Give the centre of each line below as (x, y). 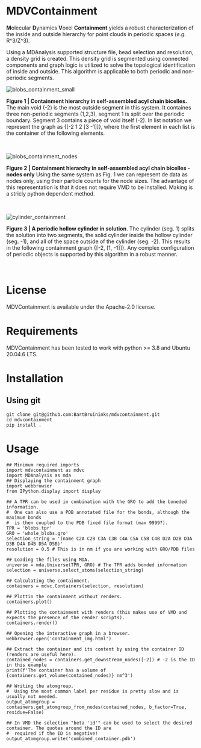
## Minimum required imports (43, 465)
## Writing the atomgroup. (40, 686)
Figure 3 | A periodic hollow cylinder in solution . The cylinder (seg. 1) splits (100, 228)
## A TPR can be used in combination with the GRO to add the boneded (97, 502)
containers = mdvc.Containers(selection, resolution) (75, 586)
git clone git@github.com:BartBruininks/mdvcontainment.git (83, 414)
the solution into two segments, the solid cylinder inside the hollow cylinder (99, 235)
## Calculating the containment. (48, 581)
